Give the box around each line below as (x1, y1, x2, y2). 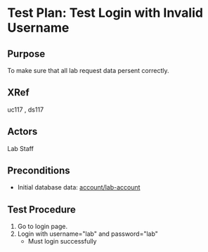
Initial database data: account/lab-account (17, 183, 141, 192)
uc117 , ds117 (7, 105, 44, 114)
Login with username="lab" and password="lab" (17, 230, 158, 238)
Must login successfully (27, 237, 97, 246)
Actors (7, 126, 38, 138)
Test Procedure (7, 204, 76, 215)
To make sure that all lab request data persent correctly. (7, 67, 170, 74)
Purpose (7, 48, 46, 60)
